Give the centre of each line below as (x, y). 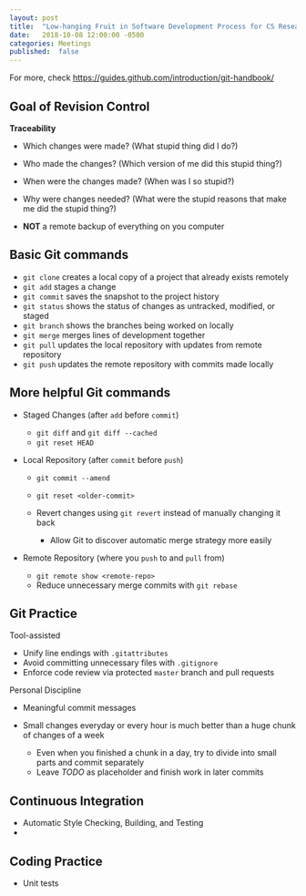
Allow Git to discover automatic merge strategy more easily (161, 540)
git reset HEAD (65, 443)
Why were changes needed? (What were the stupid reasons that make (154, 199)
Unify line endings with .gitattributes (95, 654)
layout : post (34, 18)
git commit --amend (73, 478)
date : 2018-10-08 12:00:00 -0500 (77, 35)
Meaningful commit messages (79, 708)
